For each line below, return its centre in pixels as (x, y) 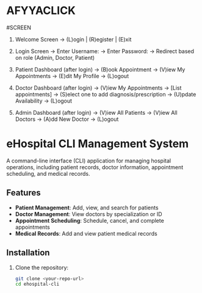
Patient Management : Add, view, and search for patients (87, 208)
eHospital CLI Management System (98, 144)
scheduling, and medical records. (48, 173)
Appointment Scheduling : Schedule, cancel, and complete (90, 220)
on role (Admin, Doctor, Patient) (55, 57)
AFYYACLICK (41, 11)
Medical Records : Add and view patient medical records (86, 233)
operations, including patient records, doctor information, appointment (95, 167)
